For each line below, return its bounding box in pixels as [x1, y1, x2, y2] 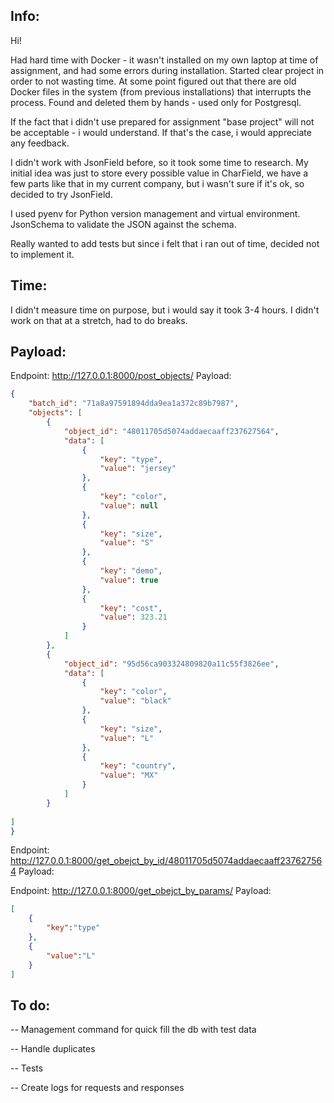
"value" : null [99, 500, 159, 511]
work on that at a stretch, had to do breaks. [10, 314, 188, 326]
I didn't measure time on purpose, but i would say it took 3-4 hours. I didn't [10, 304, 320, 316]
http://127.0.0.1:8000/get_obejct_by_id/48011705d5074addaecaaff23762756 [10, 855, 323, 867]
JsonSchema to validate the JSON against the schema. [10, 218, 237, 230]
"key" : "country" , [99, 761, 177, 771]
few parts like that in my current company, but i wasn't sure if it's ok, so [10, 177, 305, 189]
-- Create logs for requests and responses [10, 1082, 185, 1094]
